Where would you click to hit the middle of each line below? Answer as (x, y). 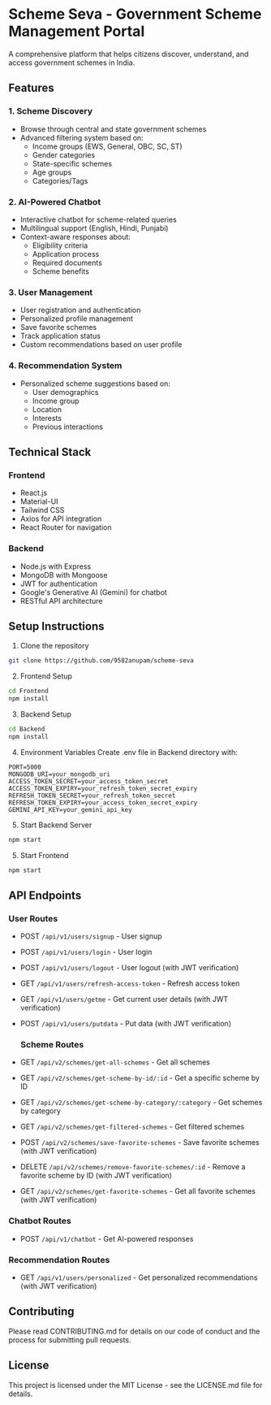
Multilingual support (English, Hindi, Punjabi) (94, 228)
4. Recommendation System (65, 366)
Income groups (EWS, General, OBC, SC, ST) (107, 146)
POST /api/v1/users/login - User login (86, 952)
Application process (66, 254)
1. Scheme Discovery (51, 111)
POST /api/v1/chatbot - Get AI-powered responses (107, 1238)
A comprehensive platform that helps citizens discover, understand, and (129, 54)
